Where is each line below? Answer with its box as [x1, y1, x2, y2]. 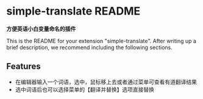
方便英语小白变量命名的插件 [6, 25, 76, 32]
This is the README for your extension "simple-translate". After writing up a [6, 37, 197, 44]
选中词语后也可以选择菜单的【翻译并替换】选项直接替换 [15, 86, 154, 93]
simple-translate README [6, 4, 141, 18]
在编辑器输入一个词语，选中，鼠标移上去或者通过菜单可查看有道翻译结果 [15, 78, 197, 86]
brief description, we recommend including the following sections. [6, 44, 173, 51]
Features [6, 61, 41, 72]
